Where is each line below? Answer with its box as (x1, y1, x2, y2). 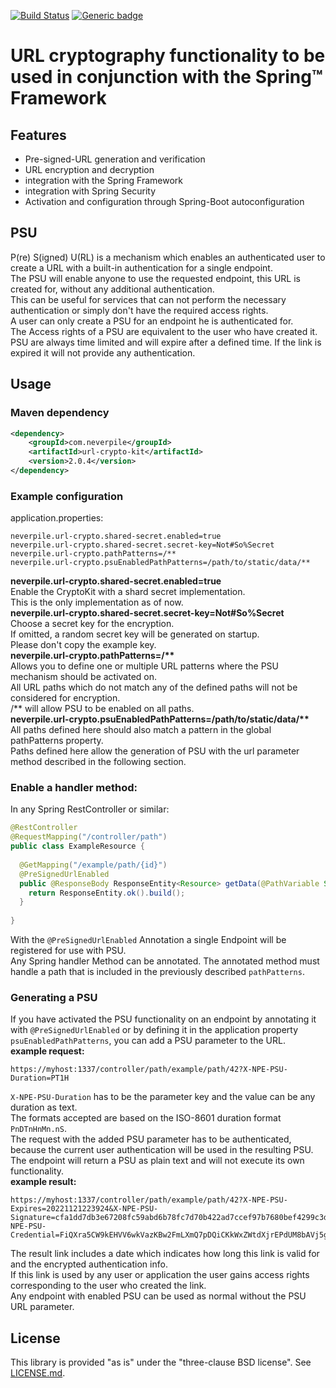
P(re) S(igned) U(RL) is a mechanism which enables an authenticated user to (10, 251, 326, 263)
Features (10, 126, 67, 144)
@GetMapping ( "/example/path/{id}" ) (19, 860, 168, 870)
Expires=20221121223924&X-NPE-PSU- (10, 1204, 159, 1214)
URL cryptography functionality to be (10, 45, 326, 67)
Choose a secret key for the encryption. (10, 618, 175, 630)
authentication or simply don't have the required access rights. (10, 304, 269, 316)
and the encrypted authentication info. (10, 1258, 168, 1270)
